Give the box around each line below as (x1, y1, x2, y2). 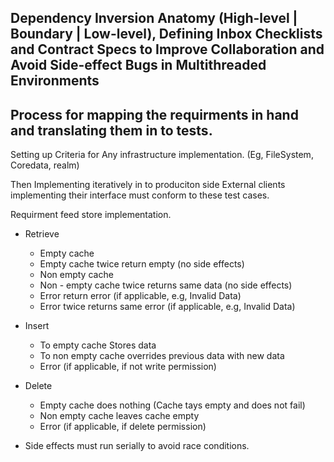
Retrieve (24, 228, 60, 240)
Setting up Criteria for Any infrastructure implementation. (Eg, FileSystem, (10, 149, 314, 161)
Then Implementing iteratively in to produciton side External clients (10, 179, 286, 191)
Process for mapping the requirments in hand (10, 106, 299, 123)
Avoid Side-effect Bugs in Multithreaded (10, 57, 267, 74)
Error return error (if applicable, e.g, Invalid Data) (39, 290, 242, 302)
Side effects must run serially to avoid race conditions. (24, 440, 250, 452)
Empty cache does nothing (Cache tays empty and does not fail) (39, 399, 306, 411)
